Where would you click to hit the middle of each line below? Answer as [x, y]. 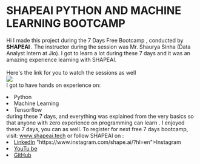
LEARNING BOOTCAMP [66, 23]
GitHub [23, 155]
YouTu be [26, 148]
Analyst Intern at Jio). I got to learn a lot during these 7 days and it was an [98, 53]
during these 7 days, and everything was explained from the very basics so [100, 116]
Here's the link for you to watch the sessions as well [71, 72]
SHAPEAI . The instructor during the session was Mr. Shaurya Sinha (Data [98, 47]
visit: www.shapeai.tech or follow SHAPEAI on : [65, 135]
